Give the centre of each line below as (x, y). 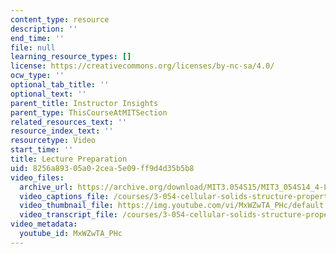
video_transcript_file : (68, 215)
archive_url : (46, 187)
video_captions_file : (64, 196)
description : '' (44, 29)
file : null (33, 47)
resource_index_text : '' (62, 131)
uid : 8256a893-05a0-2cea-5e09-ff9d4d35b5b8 (102, 168)
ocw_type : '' (37, 76)
